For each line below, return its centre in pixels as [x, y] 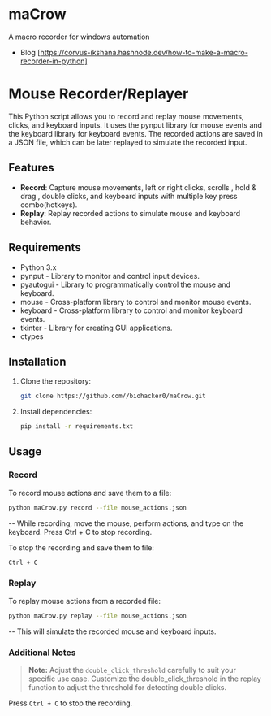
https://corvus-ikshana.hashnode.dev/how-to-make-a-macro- [144, 52]
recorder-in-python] [54, 61]
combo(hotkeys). [49, 205]
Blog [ [30, 52]
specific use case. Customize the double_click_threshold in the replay [144, 679]
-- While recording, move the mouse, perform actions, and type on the [126, 523]
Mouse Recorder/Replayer [99, 94]
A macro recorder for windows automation [79, 37]
